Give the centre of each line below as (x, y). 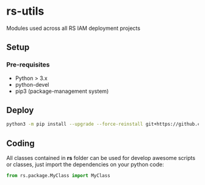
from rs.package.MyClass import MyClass (59, 176)
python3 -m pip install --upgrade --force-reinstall (75, 124)
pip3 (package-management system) (62, 91)
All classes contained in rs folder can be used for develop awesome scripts (101, 158)
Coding (20, 143)
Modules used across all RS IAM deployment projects (73, 28)
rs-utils (25, 11)
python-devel (32, 84)
